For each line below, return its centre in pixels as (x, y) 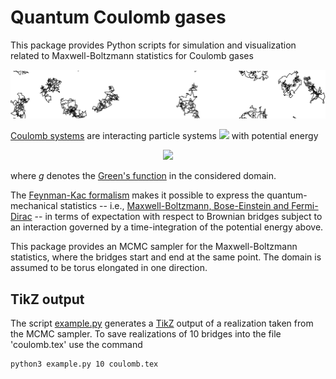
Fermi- (305, 206)
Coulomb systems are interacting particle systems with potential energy (164, 136)
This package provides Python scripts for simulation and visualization (153, 45)
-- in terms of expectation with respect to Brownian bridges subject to (178, 217)
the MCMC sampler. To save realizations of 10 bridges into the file (146, 334)
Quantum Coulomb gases (118, 17)
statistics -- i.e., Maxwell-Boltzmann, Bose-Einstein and (174, 206)
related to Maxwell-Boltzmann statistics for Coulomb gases (132, 55)
